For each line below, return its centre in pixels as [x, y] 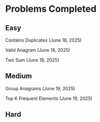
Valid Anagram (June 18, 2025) [38, 50]
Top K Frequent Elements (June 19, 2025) [49, 98]
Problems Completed [51, 9]
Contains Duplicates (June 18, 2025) [44, 40]
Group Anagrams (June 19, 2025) [40, 88]
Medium [19, 76]
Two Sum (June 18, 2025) [32, 60]
